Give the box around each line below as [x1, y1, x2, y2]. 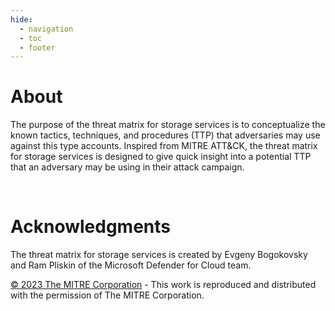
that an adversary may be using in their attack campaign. [10, 161, 245, 173]
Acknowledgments [10, 216, 172, 238]
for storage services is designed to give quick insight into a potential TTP [10, 151, 312, 163]
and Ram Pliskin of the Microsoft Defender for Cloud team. [10, 259, 252, 271]
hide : [10, 14, 33, 25]
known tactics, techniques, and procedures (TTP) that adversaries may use [10, 129, 321, 141]
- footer [19, 42, 56, 53]
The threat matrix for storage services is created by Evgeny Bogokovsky [10, 249, 308, 261]
